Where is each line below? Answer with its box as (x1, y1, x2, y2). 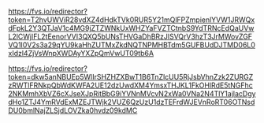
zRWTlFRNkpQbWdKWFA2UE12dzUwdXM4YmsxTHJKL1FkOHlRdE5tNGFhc (8, 80, 254, 90)
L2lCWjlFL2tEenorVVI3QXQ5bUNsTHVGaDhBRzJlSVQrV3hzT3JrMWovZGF (8, 32, 253, 41)
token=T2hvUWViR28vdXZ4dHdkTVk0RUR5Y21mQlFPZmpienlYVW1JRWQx (8, 15, 255, 24)
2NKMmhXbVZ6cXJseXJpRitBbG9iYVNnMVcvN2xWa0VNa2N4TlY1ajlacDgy (8, 89, 256, 98)
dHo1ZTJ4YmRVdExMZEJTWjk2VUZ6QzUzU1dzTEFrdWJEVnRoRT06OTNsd (8, 98, 255, 106)
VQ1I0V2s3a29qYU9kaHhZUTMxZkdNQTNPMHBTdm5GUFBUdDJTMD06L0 (8, 40, 256, 50)
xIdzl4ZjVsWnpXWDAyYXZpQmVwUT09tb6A (8, 49, 154, 58)
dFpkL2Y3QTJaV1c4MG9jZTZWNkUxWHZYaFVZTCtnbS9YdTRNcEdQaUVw (8, 24, 255, 32)
